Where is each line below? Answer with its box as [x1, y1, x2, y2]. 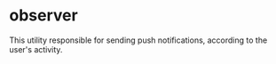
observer [9, 5, 78, 26]
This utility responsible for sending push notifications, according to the [9, 35, 268, 45]
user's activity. [9, 44, 63, 54]
